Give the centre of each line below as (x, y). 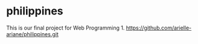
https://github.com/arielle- (159, 28)
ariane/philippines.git (32, 34)
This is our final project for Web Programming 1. (65, 28)
